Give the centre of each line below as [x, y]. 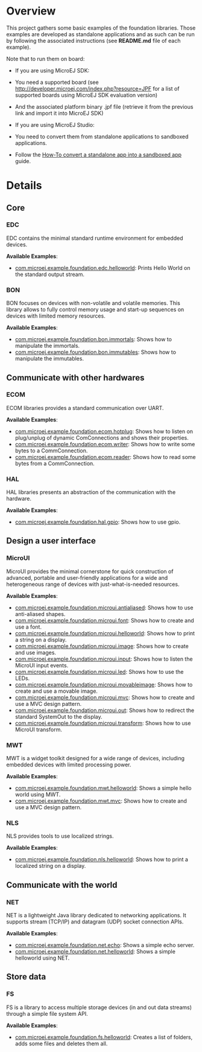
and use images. [35, 652]
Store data [26, 977]
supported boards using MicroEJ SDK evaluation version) [86, 95]
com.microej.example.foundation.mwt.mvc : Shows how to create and [101, 801]
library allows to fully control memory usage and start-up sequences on [95, 310]
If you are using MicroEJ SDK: [52, 70]
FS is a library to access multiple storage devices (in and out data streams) [99, 1007]
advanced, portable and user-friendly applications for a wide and [87, 577]
